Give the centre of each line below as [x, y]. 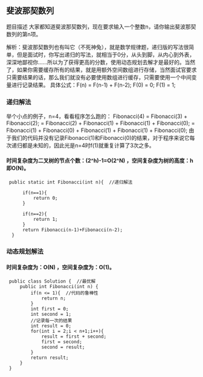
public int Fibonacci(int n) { [59, 287]
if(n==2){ [34, 214]
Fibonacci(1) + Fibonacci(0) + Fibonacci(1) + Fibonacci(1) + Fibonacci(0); [97, 130]
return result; [50, 358]
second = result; [63, 347]
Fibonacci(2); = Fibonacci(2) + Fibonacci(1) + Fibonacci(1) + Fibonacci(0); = [101, 123]
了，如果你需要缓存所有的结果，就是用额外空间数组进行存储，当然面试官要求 [101, 70]
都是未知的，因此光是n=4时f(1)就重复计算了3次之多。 [89, 146]
